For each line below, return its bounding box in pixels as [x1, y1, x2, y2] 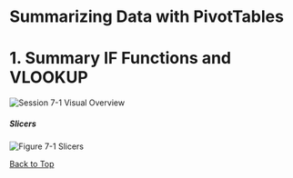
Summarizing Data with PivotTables [9, 6, 285, 27]
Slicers [9, 118, 36, 129]
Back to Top [9, 159, 55, 170]
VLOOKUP [9, 67, 88, 88]
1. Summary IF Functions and [9, 48, 232, 69]
